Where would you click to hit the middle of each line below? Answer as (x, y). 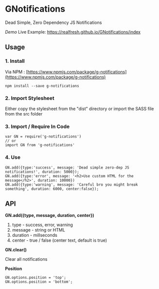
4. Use (13, 157)
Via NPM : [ (16, 72)
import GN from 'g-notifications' (40, 145)
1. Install (15, 61)
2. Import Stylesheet (30, 98)
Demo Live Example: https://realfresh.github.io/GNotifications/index (73, 32)
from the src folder (24, 114)
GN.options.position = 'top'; (36, 278)
